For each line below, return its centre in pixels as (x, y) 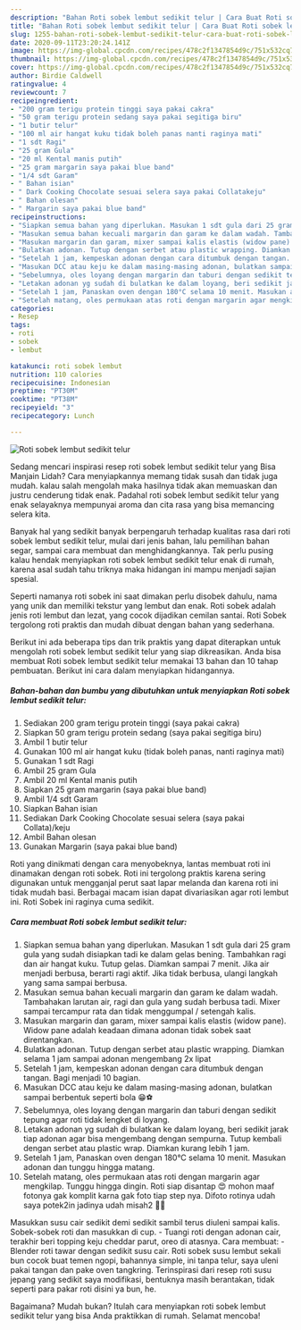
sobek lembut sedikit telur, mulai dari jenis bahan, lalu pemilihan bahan (140, 541)
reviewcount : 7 (38, 92)
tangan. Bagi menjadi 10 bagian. (82, 1077)
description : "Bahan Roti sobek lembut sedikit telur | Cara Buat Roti (146, 17)
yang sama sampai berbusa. (75, 982)
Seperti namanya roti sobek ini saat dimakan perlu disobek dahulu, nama (144, 596)
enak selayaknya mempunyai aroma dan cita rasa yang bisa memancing (142, 504)
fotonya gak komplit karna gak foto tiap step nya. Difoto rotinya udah (149, 1195)
